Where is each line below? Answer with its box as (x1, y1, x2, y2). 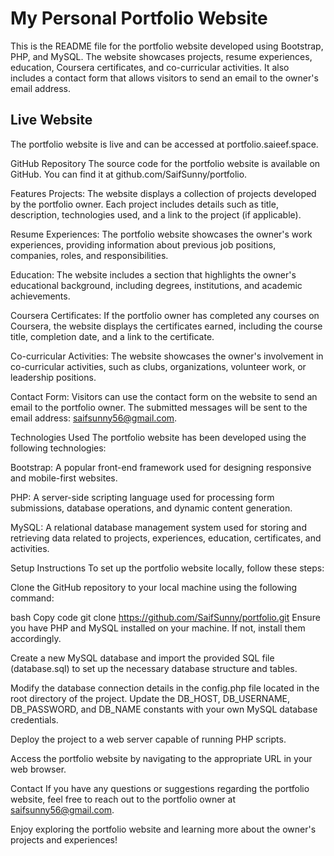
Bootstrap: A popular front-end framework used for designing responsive (10, 461, 312, 473)
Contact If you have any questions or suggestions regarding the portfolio (10, 782, 310, 794)
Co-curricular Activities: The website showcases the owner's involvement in (10, 350, 324, 362)
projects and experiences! (10, 833, 118, 846)
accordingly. (10, 632, 62, 644)
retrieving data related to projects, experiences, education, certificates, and (10, 532, 322, 544)
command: (10, 592, 55, 604)
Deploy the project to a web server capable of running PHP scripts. (10, 733, 287, 745)
